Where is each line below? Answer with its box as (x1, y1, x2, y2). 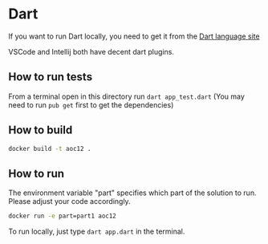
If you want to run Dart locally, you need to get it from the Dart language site (8, 31, 260, 41)
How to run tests (8, 70, 93, 84)
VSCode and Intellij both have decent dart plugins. (8, 47, 175, 56)
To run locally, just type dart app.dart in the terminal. (8, 226, 185, 237)
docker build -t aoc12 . (8, 144, 91, 152)
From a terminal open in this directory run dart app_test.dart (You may (8, 91, 245, 101)
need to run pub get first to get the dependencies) (8, 100, 174, 109)
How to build (8, 124, 73, 137)
